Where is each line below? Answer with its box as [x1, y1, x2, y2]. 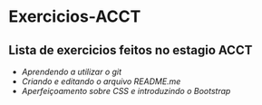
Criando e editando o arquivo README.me [21, 76, 181, 87]
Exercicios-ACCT [8, 6, 141, 27]
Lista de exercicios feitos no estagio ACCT [8, 43, 253, 58]
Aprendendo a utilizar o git [21, 66, 122, 77]
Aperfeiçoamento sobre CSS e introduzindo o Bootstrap [21, 86, 231, 96]
